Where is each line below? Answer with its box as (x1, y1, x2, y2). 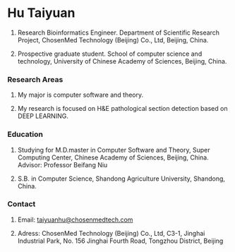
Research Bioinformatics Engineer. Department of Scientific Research (17, 28, 220, 37)
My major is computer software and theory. (17, 90, 144, 100)
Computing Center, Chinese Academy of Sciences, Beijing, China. (17, 153, 210, 162)
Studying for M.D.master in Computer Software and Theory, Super (17, 145, 210, 154)
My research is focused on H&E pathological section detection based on (17, 104, 228, 113)
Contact (7, 199, 36, 209)
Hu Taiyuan (7, 5, 76, 21)
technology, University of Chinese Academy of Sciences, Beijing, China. (17, 56, 227, 65)
